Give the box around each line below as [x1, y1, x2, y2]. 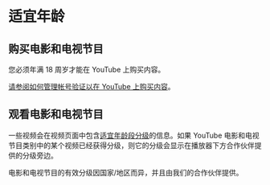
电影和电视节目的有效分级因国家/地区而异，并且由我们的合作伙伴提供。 [8, 167, 243, 177]
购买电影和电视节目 [8, 42, 104, 55]
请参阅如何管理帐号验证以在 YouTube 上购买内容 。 [8, 82, 175, 91]
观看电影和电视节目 [8, 108, 104, 121]
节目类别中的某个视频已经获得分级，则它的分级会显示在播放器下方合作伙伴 [8, 140, 255, 150]
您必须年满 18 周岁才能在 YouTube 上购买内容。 [8, 65, 166, 74]
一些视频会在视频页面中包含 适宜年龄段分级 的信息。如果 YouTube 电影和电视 [8, 130, 260, 140]
